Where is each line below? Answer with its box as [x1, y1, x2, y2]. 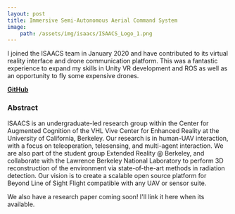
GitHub [7, 85, 29, 94]
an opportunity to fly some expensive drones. [7, 72, 139, 80]
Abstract [7, 103, 39, 113]
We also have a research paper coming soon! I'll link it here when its [7, 192, 205, 201]
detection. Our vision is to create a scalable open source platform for [7, 171, 207, 180]
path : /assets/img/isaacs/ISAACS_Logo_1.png [20, 30, 153, 37]
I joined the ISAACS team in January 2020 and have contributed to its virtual [7, 49, 229, 58]
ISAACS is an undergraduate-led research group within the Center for [7, 119, 209, 127]
